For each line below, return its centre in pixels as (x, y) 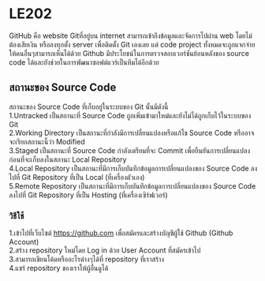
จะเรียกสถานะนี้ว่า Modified (47, 141)
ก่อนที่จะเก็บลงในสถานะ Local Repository (68, 159)
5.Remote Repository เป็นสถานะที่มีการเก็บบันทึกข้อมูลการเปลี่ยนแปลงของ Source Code (132, 185)
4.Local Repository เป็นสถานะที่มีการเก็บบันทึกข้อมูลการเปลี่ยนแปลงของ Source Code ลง (133, 168)
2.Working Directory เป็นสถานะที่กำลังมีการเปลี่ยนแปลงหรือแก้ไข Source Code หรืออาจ (132, 133)
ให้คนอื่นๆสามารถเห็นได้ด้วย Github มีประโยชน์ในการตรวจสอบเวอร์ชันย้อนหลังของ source (129, 53)
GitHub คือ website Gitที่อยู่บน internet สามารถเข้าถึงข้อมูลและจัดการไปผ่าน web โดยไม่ (131, 36)
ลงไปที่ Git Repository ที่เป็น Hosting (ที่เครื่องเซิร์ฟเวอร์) (88, 195)
